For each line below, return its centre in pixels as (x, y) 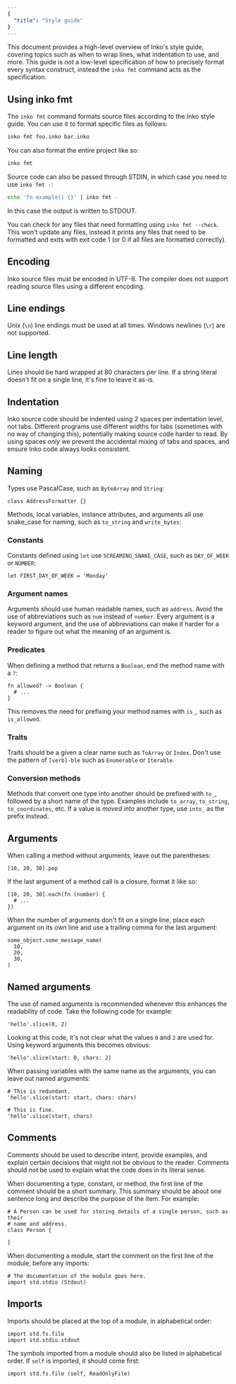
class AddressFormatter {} (47, 501)
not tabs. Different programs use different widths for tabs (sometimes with (115, 427)
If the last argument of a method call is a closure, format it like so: (102, 881)
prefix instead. (28, 816)
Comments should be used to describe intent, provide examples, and (107, 1155)
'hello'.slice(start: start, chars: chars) (72, 1097)
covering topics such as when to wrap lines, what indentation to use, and (113, 54)
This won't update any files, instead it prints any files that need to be (107, 232)
